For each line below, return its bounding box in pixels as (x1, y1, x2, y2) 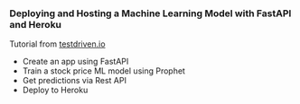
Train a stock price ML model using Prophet (22, 65, 185, 76)
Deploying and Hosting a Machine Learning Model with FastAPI (9, 7, 292, 20)
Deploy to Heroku (22, 84, 89, 96)
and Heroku (9, 18, 61, 30)
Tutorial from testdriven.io (9, 39, 106, 49)
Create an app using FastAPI (22, 56, 129, 67)
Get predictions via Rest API (22, 75, 127, 86)
